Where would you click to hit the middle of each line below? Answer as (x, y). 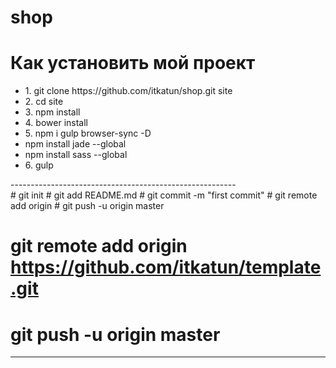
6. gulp (39, 165)
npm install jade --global (75, 144)
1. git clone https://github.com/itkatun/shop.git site (128, 91)
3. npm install (52, 112)
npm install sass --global (76, 155)
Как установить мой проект (133, 63)
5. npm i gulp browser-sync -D (88, 133)
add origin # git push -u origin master (87, 206)
